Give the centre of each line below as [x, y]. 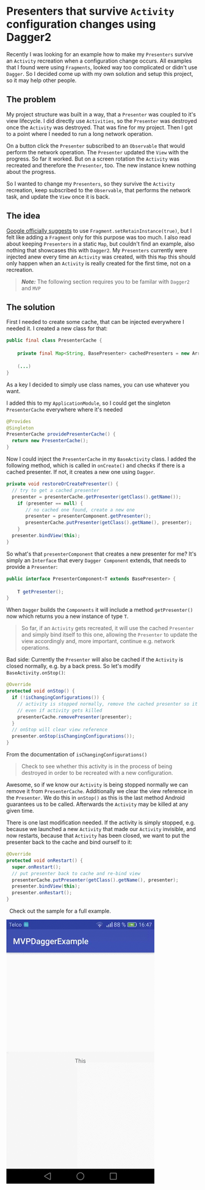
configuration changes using [81, 24]
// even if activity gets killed [60, 710]
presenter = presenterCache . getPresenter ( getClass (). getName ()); [97, 497]
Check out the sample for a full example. [60, 911]
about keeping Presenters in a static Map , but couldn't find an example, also [101, 244]
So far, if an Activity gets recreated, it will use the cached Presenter [107, 628]
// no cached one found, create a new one [80, 510]
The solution [31, 307]
